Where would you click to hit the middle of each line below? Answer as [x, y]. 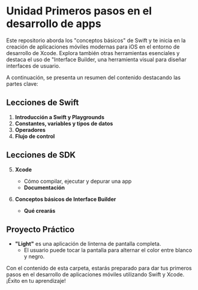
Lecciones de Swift [43, 103]
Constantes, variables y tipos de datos [64, 123]
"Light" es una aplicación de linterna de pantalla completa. [88, 244]
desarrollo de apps [54, 24]
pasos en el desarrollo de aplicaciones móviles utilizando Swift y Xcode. [95, 274]
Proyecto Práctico [40, 229]
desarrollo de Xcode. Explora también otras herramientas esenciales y [93, 53]
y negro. [34, 256]
